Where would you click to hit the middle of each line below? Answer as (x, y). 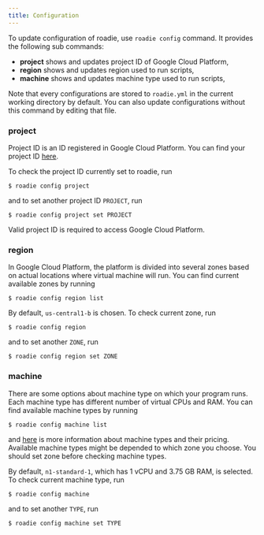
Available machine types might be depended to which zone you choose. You (132, 448)
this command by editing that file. (62, 110)
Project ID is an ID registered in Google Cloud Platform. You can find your (127, 147)
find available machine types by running (73, 410)
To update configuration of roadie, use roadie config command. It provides (131, 38)
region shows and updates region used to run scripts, (107, 70)
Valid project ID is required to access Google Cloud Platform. (106, 229)
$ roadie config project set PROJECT (70, 215)
